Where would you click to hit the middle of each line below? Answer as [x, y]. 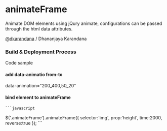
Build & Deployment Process [41, 52]
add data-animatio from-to [34, 74]
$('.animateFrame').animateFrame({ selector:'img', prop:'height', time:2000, [84, 117]
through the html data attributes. [39, 28]
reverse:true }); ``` [24, 123]
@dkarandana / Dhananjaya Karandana [46, 39]
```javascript [20, 108]
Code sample [19, 63]
